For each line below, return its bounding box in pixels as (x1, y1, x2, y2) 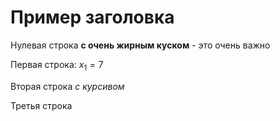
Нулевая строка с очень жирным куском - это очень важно (10, 39, 271, 51)
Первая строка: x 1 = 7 (10, 58, 104, 73)
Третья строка (10, 99, 73, 111)
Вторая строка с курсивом (10, 80, 125, 92)
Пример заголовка (10, 6, 175, 29)
